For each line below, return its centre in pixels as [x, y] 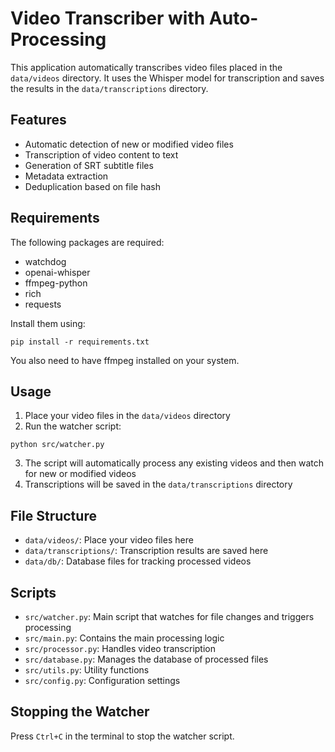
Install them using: [48, 323]
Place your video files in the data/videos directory [127, 416]
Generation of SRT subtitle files [89, 165]
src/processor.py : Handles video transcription [120, 648]
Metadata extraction [66, 176]
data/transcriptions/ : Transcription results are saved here [146, 551]
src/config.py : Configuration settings [102, 680]
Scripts [33, 592]
